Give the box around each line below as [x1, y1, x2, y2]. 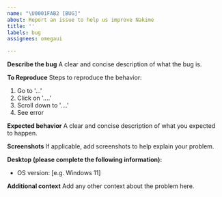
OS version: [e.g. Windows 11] [16, 169, 101, 177]
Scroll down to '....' [16, 101, 70, 109]
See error [16, 109, 44, 117]
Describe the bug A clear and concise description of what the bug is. [7, 60, 202, 68]
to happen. [7, 129, 38, 137]
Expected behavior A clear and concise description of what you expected [7, 122, 216, 130]
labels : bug [7, 29, 41, 36]
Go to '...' [16, 87, 42, 95]
